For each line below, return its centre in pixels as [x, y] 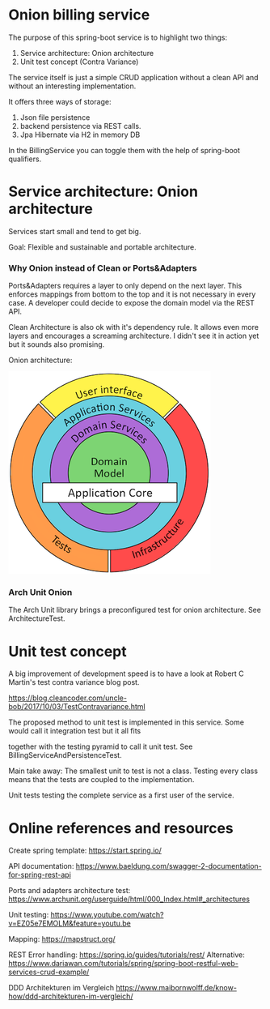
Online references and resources [121, 828]
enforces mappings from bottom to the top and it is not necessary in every [132, 294]
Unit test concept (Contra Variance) [79, 62]
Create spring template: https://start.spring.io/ [85, 851]
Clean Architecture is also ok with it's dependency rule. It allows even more [133, 327]
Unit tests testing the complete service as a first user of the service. [121, 795]
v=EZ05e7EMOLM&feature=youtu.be [70, 923]
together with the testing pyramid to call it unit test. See [101, 746]
